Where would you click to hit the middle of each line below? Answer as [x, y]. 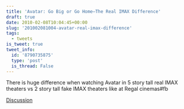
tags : [13, 33]
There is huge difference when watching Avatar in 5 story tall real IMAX [92, 83]
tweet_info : [21, 50]
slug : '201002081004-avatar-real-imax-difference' [69, 28]
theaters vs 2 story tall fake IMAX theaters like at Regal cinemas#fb [87, 89]
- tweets [22, 39]
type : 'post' [27, 60]
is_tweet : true [25, 45]
